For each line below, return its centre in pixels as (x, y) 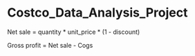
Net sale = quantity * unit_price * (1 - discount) (74, 32)
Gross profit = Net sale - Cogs (50, 45)
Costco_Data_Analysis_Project (98, 13)
